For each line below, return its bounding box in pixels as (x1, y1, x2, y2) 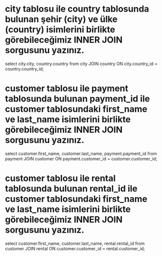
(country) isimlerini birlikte (5, 24, 115, 35)
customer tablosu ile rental (5, 173, 116, 184)
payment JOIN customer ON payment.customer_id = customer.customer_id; (5, 155, 158, 161)
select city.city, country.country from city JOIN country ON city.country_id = (5, 61, 158, 67)
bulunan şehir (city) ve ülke (5, 14, 118, 25)
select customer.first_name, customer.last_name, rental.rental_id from (5, 240, 145, 246)
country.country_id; (5, 66, 44, 71)
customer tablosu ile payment (5, 83, 128, 94)
